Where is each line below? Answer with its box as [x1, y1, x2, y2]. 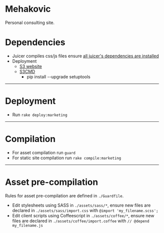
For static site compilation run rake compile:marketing [12, 155, 121, 161]
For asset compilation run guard [12, 149, 76, 155]
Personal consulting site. [5, 20, 55, 25]
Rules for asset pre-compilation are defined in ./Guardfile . [5, 192, 124, 199]
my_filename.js [12, 223, 43, 228]
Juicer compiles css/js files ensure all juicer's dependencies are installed [12, 53, 159, 59]
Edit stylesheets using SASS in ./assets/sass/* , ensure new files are [12, 202, 151, 208]
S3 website [19, 63, 42, 69]
